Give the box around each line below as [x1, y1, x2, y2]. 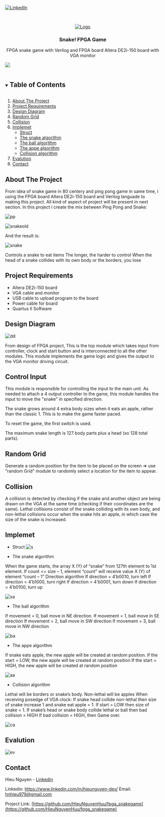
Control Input [5, 372, 47, 381]
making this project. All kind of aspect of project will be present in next [5, 199, 149, 204]
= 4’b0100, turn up [5, 584, 43, 590]
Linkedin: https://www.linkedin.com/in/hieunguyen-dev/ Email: [5, 786, 132, 792]
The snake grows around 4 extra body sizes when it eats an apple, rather [5, 406, 154, 412]
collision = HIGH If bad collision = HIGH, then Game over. [5, 712, 121, 718]
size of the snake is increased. [5, 516, 67, 522]
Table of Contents [9, 81, 66, 89]
